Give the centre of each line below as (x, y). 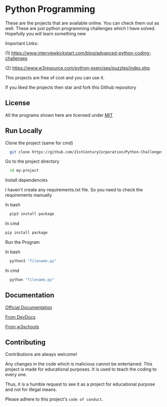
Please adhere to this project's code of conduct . (54, 399)
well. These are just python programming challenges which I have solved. (80, 28)
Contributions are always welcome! (41, 354)
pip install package (27, 233)
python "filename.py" (32, 280)
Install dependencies (27, 180)
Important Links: (22, 43)
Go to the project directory (32, 161)
